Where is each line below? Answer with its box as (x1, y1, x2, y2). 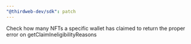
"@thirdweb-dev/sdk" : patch (6, 8, 76, 15)
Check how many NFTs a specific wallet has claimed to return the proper (6, 25, 186, 32)
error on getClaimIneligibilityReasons (6, 31, 97, 38)
